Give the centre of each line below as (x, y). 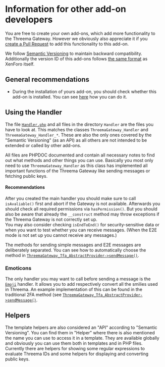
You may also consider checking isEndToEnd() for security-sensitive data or (82, 224)
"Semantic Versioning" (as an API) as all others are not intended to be (76, 140)
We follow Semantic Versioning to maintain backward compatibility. (74, 53)
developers (29, 20)
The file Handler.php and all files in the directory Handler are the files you (79, 124)
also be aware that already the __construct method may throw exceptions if (82, 214)
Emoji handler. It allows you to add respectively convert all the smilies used (82, 284)
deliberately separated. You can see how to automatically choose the (76, 250)
